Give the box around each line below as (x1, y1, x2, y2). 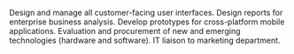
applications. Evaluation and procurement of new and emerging (9, 26, 241, 36)
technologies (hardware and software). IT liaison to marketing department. (9, 35, 281, 45)
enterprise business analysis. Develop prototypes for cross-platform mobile (9, 17, 285, 27)
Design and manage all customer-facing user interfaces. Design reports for (9, 8, 283, 17)
